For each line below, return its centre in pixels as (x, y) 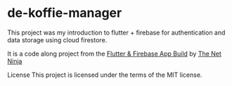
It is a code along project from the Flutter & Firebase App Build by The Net (114, 54)
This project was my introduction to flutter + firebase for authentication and (116, 32)
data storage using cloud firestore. (57, 39)
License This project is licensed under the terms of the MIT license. (105, 75)
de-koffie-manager (65, 13)
